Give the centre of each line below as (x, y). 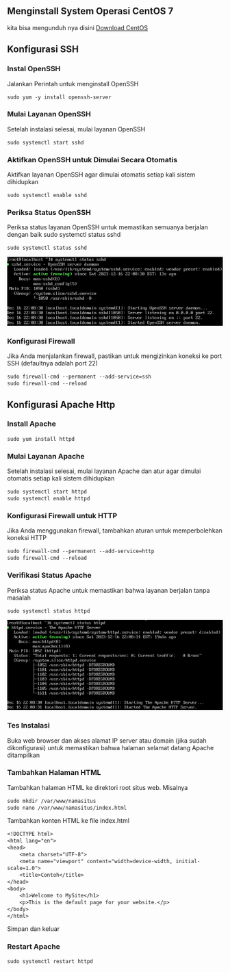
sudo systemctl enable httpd (49, 499)
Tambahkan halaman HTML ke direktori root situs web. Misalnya (98, 787)
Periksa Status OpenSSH (49, 213)
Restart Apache (34, 946)
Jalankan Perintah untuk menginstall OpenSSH (73, 84)
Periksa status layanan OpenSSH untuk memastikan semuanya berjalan (108, 227)
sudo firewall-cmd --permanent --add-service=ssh (79, 377)
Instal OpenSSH (34, 69)
